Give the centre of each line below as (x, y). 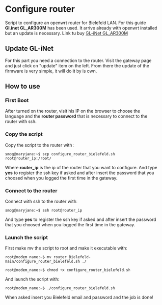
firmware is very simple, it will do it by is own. (51, 71)
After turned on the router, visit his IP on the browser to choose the (73, 111)
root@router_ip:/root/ (28, 158)
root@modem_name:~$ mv (28, 257)
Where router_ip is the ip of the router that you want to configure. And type (81, 167)
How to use (23, 86)
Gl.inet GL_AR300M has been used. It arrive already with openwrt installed (81, 28)
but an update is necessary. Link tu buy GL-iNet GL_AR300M (67, 33)
